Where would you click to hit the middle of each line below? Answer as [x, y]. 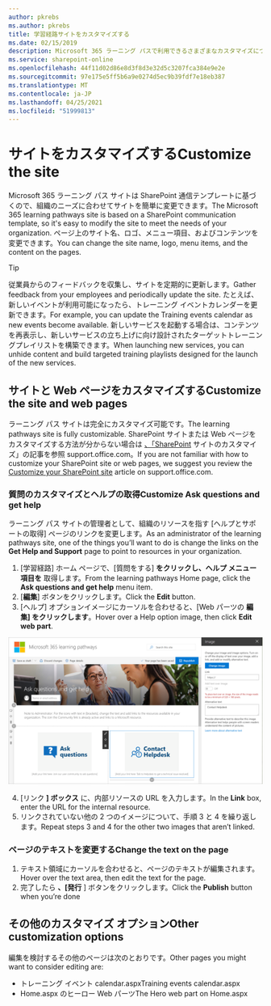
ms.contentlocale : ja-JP [50, 94]
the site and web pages [68, 403]
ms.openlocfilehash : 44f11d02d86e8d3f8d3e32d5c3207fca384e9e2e [117, 69]
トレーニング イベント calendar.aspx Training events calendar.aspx [130, 983]
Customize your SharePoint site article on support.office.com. [111, 472]
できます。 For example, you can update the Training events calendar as [134, 315]
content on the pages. [45, 252]
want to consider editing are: [56, 966]
